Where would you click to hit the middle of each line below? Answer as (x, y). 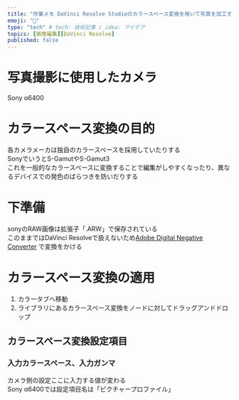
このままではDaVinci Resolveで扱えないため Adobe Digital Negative (105, 237)
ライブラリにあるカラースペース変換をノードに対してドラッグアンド (117, 308)
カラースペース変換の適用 (81, 278)
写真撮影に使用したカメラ (83, 78)
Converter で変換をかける (45, 247)
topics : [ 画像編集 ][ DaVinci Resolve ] (61, 34)
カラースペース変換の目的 (81, 129)
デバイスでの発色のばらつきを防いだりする (76, 176)
